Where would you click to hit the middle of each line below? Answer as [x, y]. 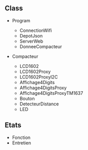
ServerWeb [31, 41]
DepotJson [31, 35]
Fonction [21, 137]
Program [21, 20]
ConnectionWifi [36, 30]
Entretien [21, 143]
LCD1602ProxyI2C [39, 77]
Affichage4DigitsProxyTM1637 [51, 93]
